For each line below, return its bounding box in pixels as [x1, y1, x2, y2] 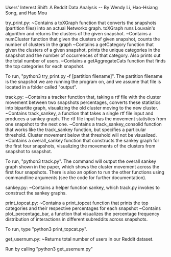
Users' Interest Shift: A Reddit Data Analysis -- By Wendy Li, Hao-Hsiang [5, 5, 158, 10]
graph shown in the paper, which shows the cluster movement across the [5, 164, 160, 169]
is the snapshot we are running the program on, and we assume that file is [5, 79, 161, 84]
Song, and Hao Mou [5, 10, 47, 16]
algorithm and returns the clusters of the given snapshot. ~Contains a [5, 31, 152, 36]
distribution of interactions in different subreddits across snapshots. [5, 216, 148, 222]
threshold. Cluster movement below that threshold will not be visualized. [5, 132, 157, 138]
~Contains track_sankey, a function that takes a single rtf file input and [5, 110, 154, 116]
